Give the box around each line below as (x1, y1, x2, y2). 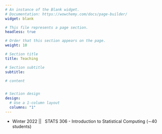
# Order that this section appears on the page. (5, 38, 106, 43)
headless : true (5, 30, 36, 35)
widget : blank (5, 16, 34, 21)
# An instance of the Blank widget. (5, 7, 80, 12)
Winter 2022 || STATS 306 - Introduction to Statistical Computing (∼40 (12, 118, 157, 124)
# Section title (5, 52, 38, 57)
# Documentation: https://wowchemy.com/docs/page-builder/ (5, 12, 128, 17)
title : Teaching (5, 56, 38, 61)
